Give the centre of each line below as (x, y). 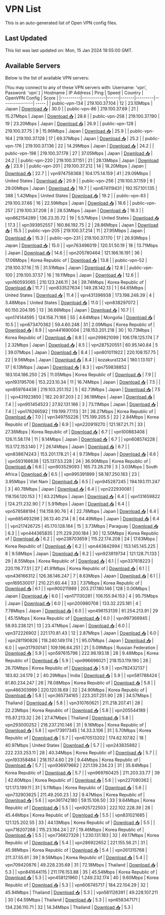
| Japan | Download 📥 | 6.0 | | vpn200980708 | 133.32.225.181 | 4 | (73, 603)
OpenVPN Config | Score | (32, 98)
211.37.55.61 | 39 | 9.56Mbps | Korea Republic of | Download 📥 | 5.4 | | (76, 857)
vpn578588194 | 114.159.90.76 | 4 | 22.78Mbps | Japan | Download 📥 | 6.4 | (82, 511)
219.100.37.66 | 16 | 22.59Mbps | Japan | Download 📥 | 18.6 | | (68, 203)
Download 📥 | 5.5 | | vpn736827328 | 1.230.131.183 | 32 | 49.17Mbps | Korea (82, 835)
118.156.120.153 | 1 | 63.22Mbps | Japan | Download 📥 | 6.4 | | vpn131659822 (82, 496)
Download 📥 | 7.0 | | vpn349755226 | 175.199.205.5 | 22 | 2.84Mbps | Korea (82, 417)
